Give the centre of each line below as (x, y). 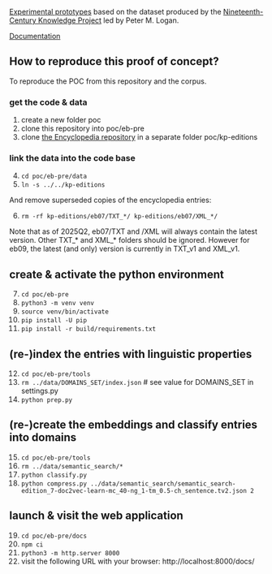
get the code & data (48, 102)
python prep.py (47, 400)
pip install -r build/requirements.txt (89, 329)
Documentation (35, 36)
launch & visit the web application (96, 516)
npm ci (32, 544)
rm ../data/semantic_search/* (72, 466)
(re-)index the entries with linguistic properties (131, 354)
